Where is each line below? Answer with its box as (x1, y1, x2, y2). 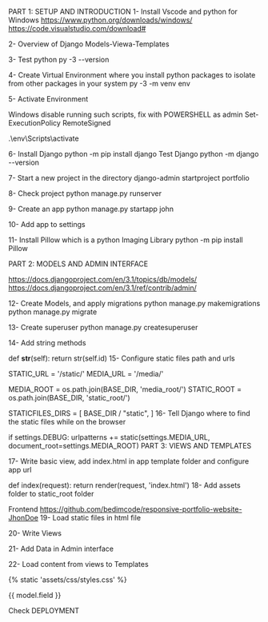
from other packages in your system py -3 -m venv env (8, 79, 190, 88)
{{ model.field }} (8, 591, 62, 600)
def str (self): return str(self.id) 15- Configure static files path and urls (8, 353, 235, 363)
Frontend (8, 504, 38, 514)
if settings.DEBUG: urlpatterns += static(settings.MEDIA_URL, (8, 433, 210, 442)
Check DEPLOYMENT (8, 606, 80, 615)
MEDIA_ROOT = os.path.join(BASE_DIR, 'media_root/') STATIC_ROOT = (8, 385, 242, 394)
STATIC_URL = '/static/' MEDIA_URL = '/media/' (8, 369, 164, 378)
